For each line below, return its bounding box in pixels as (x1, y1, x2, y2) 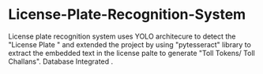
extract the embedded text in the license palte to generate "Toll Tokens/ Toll (8, 48, 255, 57)
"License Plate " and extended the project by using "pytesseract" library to (8, 39, 251, 49)
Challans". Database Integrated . (8, 57, 114, 66)
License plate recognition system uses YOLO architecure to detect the (8, 31, 236, 41)
